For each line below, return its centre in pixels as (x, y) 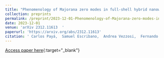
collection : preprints (28, 14)
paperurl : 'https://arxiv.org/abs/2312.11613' (53, 32)
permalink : (16, 18)
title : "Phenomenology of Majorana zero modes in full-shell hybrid (76, 9)
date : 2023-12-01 (23, 23)
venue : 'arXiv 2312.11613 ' (35, 28)
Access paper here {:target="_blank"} (42, 50)
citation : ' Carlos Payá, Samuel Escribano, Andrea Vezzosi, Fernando (82, 37)
